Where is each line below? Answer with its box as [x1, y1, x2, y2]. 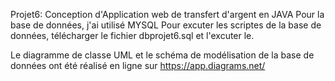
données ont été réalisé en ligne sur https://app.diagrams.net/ [10, 60, 266, 71]
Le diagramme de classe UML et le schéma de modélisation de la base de [10, 49, 315, 61]
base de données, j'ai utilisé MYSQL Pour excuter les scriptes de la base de [10, 19, 322, 31]
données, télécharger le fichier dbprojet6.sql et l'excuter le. [10, 30, 255, 41]
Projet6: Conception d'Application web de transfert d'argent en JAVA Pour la [10, 9, 325, 20]
